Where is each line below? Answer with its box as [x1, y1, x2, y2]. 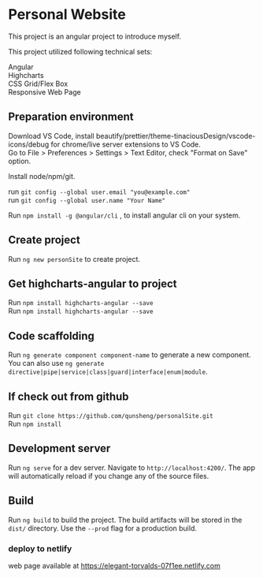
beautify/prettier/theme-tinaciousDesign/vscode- [95, 131, 256, 140]
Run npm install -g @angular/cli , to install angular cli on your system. [8, 211, 241, 220]
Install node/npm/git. [8, 171, 76, 181]
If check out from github [8, 390, 129, 403]
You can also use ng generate [8, 359, 105, 368]
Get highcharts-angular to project [8, 277, 177, 290]
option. [8, 156, 31, 166]
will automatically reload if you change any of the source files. [8, 471, 209, 480]
